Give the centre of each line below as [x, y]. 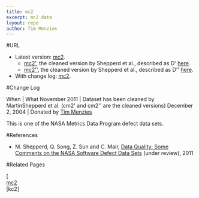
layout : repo [22, 23]
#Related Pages [26, 165]
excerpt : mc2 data [29, 17]
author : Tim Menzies [32, 28]
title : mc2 [20, 12]
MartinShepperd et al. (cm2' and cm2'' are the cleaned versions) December [100, 106]
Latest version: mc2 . [40, 57]
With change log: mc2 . [43, 76]
